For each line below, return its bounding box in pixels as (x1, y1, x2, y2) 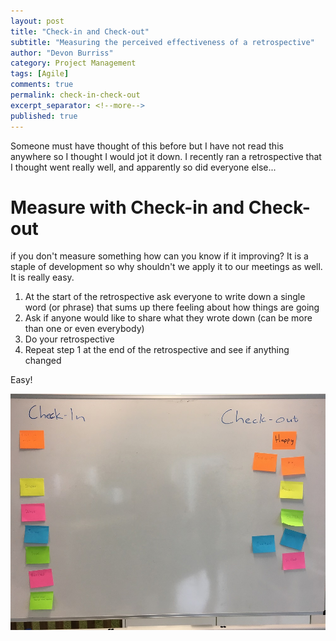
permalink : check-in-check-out (10, 90, 141, 100)
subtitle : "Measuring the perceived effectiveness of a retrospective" (10, 37, 315, 47)
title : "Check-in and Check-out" (10, 26, 150, 37)
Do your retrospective (24, 333, 115, 345)
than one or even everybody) (24, 323, 145, 335)
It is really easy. (10, 271, 75, 284)
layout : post (10, 16, 65, 26)
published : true (10, 111, 78, 121)
